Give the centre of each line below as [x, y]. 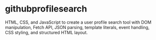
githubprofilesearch [46, 9]
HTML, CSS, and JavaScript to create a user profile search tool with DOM [78, 22]
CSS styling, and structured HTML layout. [47, 32]
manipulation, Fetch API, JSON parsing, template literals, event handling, [77, 27]
